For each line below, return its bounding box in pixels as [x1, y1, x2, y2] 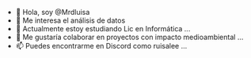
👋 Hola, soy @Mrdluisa [15, 8, 90, 16]
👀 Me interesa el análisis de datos [15, 16, 126, 25]
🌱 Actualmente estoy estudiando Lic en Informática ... [15, 24, 191, 33]
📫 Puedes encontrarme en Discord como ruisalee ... [15, 42, 188, 50]
